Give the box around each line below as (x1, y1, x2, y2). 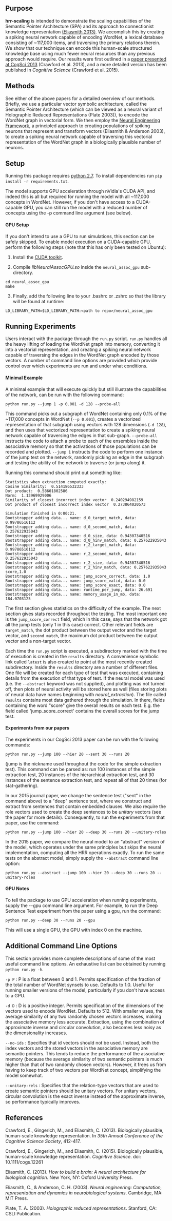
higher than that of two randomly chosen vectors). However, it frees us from (5, 1061, 166, 1068)
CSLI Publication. (5, 1210, 42, 1216)
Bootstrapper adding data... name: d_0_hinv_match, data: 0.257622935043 (5, 538, 167, 543)
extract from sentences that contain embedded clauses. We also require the (5, 803, 166, 810)
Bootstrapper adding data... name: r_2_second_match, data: (5, 551, 137, 556)
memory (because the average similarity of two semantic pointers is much (5, 1056, 163, 1062)
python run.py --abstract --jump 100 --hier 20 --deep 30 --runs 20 (5, 870, 155, 875)
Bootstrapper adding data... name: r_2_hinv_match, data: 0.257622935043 (5, 564, 167, 570)
